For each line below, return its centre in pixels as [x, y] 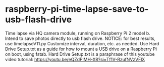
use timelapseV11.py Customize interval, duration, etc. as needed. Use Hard [82, 43]
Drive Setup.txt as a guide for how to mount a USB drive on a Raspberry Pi [81, 49]
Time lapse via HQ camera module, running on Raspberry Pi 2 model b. [78, 33]
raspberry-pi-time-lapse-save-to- [77, 9]
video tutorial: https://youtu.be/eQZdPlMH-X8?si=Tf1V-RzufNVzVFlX [75, 59]
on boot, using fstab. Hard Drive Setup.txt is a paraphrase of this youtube [80, 54]
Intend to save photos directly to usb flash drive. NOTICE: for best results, [81, 38]
